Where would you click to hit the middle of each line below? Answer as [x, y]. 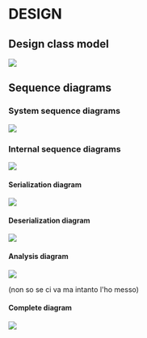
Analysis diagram [38, 256]
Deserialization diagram [49, 220]
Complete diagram [40, 308]
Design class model [59, 44]
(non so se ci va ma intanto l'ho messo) [74, 289]
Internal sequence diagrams [65, 148]
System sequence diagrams [65, 111]
